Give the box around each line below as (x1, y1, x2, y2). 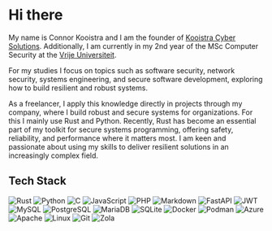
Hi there (8, 6, 63, 24)
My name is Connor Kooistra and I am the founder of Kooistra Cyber (8, 33, 236, 42)
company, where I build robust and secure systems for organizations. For (8, 107, 253, 117)
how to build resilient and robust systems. (8, 83, 149, 93)
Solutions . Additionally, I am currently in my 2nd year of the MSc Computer (8, 41, 259, 50)
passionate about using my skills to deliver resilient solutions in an (8, 142, 229, 151)
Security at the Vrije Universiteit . (8, 50, 117, 59)
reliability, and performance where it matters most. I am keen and (8, 133, 227, 143)
